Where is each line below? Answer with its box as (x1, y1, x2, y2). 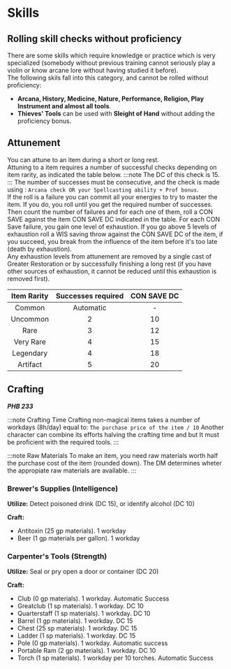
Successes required (55, 291, 124, 301)
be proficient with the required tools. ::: (7, 438, 119, 446)
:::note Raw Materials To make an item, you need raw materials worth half (7, 451, 218, 459)
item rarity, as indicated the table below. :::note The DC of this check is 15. (7, 170, 220, 179)
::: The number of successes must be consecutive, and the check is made (7, 178, 220, 186)
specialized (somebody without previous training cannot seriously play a (7, 59, 216, 67)
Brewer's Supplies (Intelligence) (7, 484, 119, 494)
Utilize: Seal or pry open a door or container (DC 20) (7, 568, 159, 576)
